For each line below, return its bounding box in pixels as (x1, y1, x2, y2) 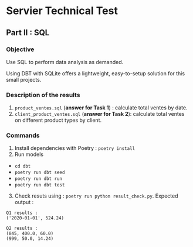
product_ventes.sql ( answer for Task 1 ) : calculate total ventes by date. (14, 104, 188, 111)
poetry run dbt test (14, 182, 65, 188)
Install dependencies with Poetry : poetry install (14, 145, 136, 152)
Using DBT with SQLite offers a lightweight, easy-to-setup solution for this (6, 69, 185, 77)
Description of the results (6, 91, 80, 99)
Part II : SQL (6, 28, 50, 38)
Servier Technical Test (6, 4, 118, 18)
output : (14, 199, 34, 206)
